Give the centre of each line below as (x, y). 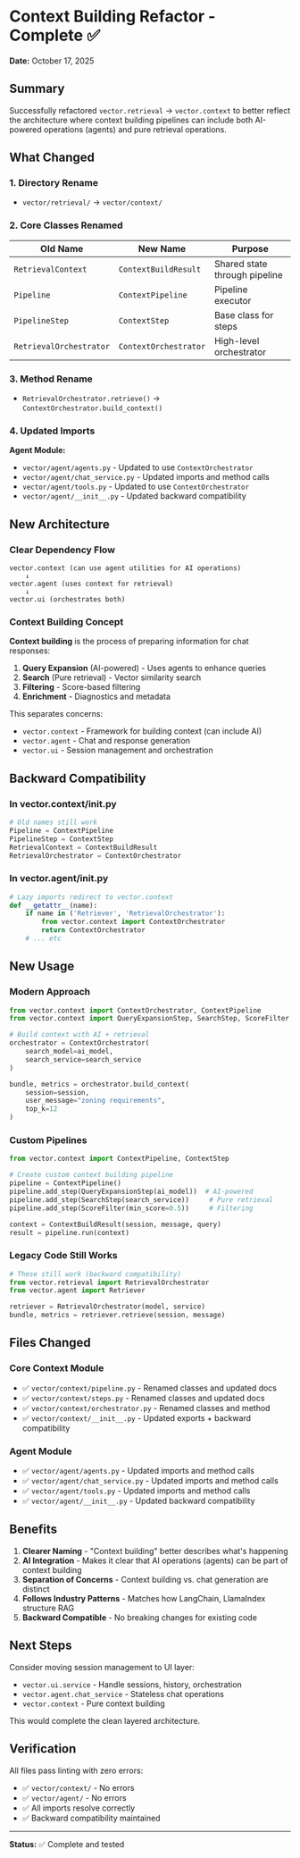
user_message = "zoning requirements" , (96, 1101)
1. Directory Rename (54, 183)
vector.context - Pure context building (93, 1703)
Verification (43, 1749)
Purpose (250, 248)
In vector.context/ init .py (63, 803)
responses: (30, 651)
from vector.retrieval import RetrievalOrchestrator (109, 1282)
